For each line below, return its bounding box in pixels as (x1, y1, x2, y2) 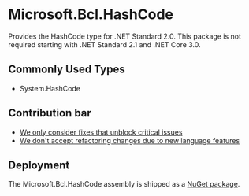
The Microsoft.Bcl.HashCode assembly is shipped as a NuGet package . (8, 179, 240, 189)
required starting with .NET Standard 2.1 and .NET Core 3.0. (8, 39, 201, 49)
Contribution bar (8, 106, 92, 120)
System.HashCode (19, 83, 81, 93)
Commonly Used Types (8, 63, 125, 76)
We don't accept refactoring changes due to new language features (19, 135, 240, 145)
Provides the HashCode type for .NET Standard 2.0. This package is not (8, 31, 242, 41)
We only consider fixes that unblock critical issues (19, 128, 183, 137)
